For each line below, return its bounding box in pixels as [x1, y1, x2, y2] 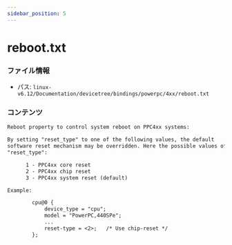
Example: [7, 187, 32, 194]
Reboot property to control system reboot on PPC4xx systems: [7, 124, 190, 131]
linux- [32, 84, 52, 91]
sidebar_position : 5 [7, 10, 67, 17]
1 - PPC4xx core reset [25, 161, 91, 168]
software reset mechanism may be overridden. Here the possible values [7, 143, 217, 150]
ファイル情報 [7, 66, 50, 75]
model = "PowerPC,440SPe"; [43, 212, 122, 219]
